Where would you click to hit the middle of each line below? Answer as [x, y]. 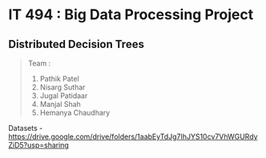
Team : [39, 63]
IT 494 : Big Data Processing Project [131, 15]
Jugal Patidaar [64, 96]
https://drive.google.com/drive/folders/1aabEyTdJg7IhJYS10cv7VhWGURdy [133, 136]
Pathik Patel [60, 79]
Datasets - [26, 128]
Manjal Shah [60, 104]
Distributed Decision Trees [76, 44]
